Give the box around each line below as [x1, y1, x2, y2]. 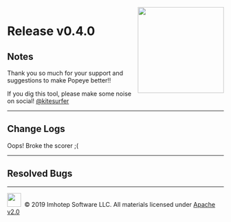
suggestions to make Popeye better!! [7, 76, 111, 85]
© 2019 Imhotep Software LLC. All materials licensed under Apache [23, 200, 215, 208]
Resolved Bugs [7, 168, 73, 179]
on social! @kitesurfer [7, 97, 69, 105]
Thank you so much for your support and [7, 69, 124, 77]
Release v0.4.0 [7, 23, 96, 39]
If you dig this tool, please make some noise [7, 89, 132, 98]
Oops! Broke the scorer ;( [7, 141, 79, 150]
